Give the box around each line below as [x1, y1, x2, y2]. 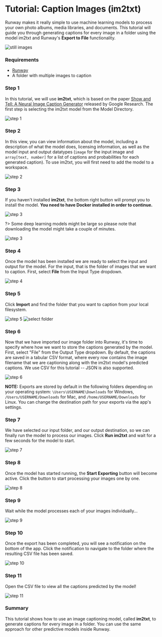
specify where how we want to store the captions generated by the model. [5, 344, 153, 350]
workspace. [5, 164, 29, 170]
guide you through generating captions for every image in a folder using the [5, 30, 156, 35]
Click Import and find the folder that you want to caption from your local [5, 301, 149, 307]
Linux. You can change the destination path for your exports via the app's [5, 399, 151, 405]
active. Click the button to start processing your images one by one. [5, 475, 140, 481]
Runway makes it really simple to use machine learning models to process [5, 19, 152, 25]
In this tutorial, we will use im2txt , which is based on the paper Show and [5, 96, 151, 101]
